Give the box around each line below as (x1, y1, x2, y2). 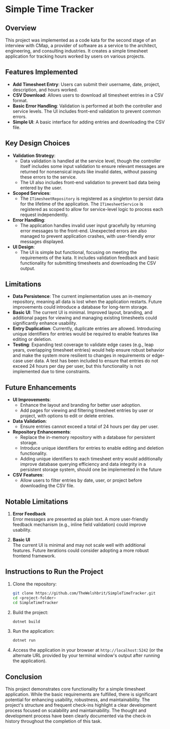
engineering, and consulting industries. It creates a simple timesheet (5, 48, 148, 54)
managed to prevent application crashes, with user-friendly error (20, 233, 155, 239)
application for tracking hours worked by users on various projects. (5, 53, 146, 59)
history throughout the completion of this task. (5, 718, 102, 724)
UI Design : (12, 244, 35, 250)
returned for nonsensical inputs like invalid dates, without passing (20, 168, 157, 175)
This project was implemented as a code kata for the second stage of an (5, 37, 156, 43)
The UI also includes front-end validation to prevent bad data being (20, 179, 160, 185)
